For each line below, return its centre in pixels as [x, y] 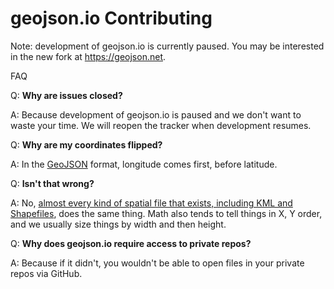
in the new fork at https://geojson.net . [88, 56]
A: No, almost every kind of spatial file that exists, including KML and [151, 203]
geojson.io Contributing [111, 18]
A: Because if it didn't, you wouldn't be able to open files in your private [157, 263]
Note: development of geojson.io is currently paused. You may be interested [167, 46]
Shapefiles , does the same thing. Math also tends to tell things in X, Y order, [166, 213]
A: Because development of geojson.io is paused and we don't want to [156, 114]
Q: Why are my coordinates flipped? [86, 144]
